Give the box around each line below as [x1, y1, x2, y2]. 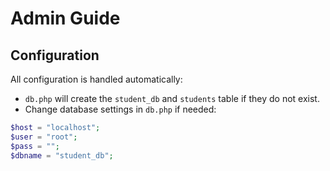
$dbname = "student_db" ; [10, 150, 114, 161]
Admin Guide [10, 7, 121, 30]
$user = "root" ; [10, 132, 78, 142]
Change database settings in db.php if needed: [24, 103, 217, 115]
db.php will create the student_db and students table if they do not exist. [24, 93, 320, 104]
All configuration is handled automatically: [10, 73, 183, 85]
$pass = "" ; [10, 141, 60, 151]
